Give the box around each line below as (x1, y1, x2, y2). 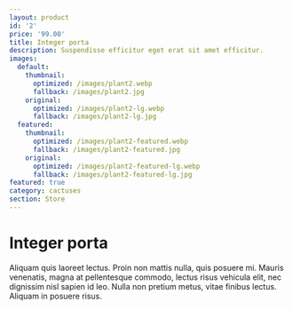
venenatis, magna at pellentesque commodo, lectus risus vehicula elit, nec (9, 272, 282, 282)
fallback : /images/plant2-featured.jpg (32, 145, 180, 154)
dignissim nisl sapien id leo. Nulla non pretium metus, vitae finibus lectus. (9, 281, 277, 291)
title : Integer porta (9, 37, 90, 47)
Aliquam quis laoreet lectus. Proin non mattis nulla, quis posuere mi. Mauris (9, 262, 284, 273)
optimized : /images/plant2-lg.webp (32, 104, 165, 113)
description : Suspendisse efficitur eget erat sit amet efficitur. (9, 46, 265, 55)
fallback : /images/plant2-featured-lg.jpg (32, 170, 193, 179)
